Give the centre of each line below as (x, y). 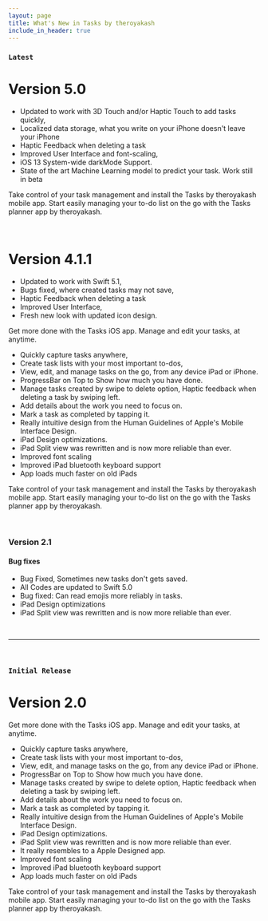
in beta (31, 180)
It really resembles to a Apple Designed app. (93, 851)
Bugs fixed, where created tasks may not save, (97, 290)
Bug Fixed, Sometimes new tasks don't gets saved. (104, 579)
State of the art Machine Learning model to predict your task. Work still (136, 171)
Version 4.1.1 (50, 259)
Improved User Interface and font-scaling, (89, 154)
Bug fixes (24, 561)
